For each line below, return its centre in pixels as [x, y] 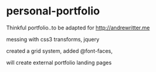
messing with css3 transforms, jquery [53, 39]
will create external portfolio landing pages [59, 62]
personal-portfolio [53, 11]
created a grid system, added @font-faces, [59, 51]
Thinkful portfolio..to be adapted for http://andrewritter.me [78, 28]
